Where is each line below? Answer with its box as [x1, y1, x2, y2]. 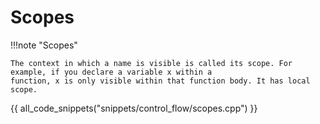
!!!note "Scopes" [10, 39, 78, 51]
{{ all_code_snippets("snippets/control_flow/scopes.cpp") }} [10, 102, 258, 114]
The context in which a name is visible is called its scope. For [10, 58, 293, 68]
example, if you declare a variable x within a [10, 67, 213, 77]
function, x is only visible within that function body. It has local [10, 76, 311, 86]
